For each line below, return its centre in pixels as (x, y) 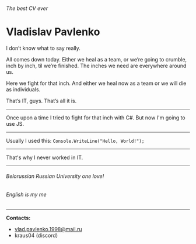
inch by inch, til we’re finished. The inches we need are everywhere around (96, 66)
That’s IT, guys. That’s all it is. (41, 101)
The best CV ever (27, 8)
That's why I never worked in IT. (45, 157)
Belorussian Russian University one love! (55, 176)
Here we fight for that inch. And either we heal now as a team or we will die (96, 83)
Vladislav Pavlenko (53, 32)
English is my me (26, 194)
